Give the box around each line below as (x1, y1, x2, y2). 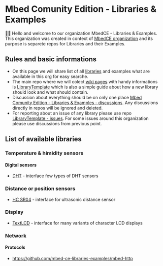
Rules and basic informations (5, 55, 97, 64)
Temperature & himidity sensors (5, 150, 84, 156)
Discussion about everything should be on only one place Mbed (12, 94, 142, 100)
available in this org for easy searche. (12, 73, 89, 79)
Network (5, 232, 27, 239)
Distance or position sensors (5, 185, 75, 192)
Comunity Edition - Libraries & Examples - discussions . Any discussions (12, 100, 159, 106)
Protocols (5, 244, 26, 250)
